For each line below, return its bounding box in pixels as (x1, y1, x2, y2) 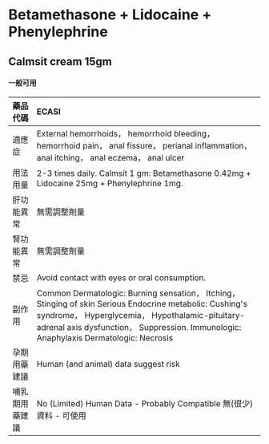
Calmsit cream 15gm (8, 55, 112, 68)
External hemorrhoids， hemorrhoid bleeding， (36, 128, 215, 139)
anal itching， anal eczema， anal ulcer (36, 152, 185, 163)
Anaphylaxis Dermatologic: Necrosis (36, 332, 174, 343)
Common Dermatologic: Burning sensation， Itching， (36, 287, 240, 299)
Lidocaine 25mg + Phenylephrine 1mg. (36, 177, 183, 189)
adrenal (36, 321, 66, 332)
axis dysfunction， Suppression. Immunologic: (66, 321, 242, 332)
